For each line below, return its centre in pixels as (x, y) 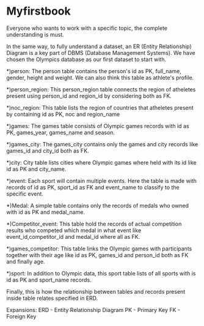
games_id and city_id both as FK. (48, 151)
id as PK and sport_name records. (49, 280)
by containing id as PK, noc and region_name (63, 114)
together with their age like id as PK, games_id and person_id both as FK (97, 255)
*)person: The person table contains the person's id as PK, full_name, (94, 71)
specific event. (25, 194)
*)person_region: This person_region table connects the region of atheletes (101, 89)
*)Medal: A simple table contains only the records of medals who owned (98, 205)
